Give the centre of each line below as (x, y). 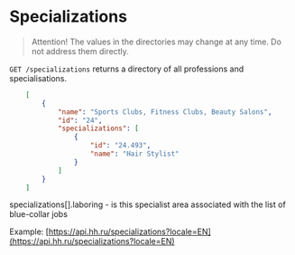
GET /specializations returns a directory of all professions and (127, 69)
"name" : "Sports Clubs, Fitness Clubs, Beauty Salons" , (165, 112)
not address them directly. (80, 51)
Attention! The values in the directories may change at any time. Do (157, 42)
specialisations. (38, 78)
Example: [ (29, 231)
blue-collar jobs (38, 214)
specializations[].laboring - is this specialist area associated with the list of (147, 204)
